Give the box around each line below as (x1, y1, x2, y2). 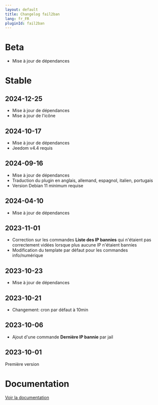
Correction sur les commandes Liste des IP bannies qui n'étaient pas (12, 237, 152, 243)
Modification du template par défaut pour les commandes (12, 247, 128, 253)
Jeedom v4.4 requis (12, 145, 53, 151)
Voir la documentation (5, 394, 50, 400)
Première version (5, 361, 39, 367)
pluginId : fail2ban (5, 21, 45, 26)
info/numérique (12, 252, 43, 258)
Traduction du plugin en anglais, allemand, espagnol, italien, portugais (12, 177, 154, 183)
